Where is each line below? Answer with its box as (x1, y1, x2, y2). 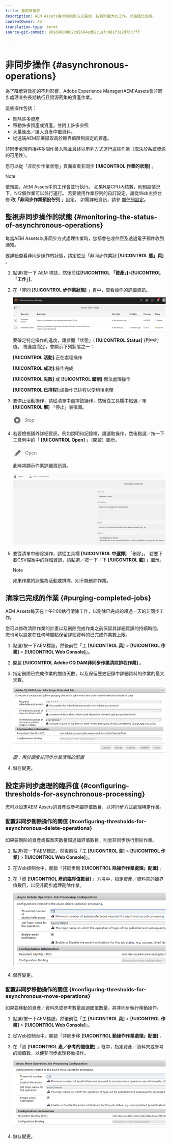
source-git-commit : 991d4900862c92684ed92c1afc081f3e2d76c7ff (5, 30, 140, 35)
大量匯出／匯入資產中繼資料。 (12, 128, 75, 134)
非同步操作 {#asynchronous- (5, 59, 129, 71)
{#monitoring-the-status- (73, 213, 158, 222)
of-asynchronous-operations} (5, 221, 103, 230)
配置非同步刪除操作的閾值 (5, 818, 68, 825)
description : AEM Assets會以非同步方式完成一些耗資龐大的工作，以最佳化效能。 (5, 13, 156, 19)
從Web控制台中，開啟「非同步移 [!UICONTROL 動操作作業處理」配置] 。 (12, 1033, 164, 1039)
